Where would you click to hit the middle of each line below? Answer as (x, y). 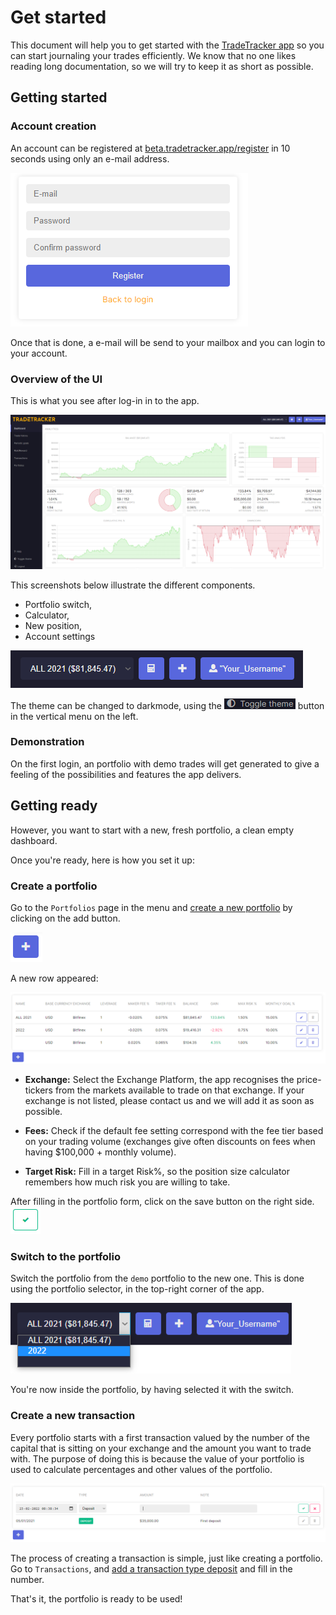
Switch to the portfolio (66, 1257)
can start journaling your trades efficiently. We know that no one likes (153, 55)
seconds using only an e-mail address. (90, 158)
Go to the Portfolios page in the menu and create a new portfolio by (151, 907)
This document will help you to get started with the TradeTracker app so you (167, 45)
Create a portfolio (54, 886)
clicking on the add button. (65, 918)
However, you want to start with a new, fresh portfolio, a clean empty (152, 830)
